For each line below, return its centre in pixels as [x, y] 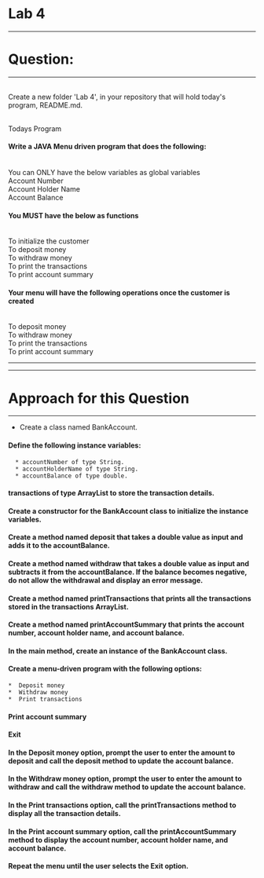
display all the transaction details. [65, 813]
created [21, 301]
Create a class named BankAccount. [78, 427]
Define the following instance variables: [75, 445]
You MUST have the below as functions [73, 215]
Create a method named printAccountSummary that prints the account [126, 624]
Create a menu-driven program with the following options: [105, 669]
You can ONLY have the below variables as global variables [104, 173]
